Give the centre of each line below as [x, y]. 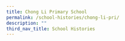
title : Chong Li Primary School [47, 12]
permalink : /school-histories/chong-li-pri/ [63, 17]
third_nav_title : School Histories [51, 29]
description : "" [26, 23]
